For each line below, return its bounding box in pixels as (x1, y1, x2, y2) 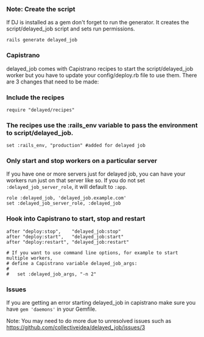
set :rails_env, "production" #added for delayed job (6, 143, 146, 149)
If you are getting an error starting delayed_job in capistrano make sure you (6, 299, 196, 307)
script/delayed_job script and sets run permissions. (6, 25, 135, 32)
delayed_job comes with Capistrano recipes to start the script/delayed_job (6, 65, 194, 72)
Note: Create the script (6, 5, 76, 13)
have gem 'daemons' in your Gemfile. (6, 305, 97, 313)
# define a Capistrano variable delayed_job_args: (6, 260, 138, 266)
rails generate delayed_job (6, 37, 78, 43)
